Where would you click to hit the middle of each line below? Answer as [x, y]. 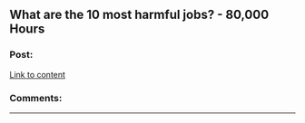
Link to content [38, 74]
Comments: [36, 98]
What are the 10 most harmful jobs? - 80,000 [139, 15]
